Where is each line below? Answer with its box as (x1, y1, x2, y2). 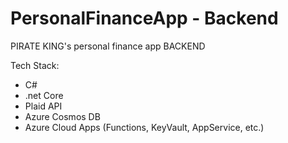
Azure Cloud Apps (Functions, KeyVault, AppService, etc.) (24, 121, 265, 133)
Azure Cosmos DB (24, 110, 101, 122)
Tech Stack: (10, 59, 60, 71)
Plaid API (24, 100, 63, 112)
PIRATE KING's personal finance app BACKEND (10, 40, 206, 52)
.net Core (24, 89, 64, 101)
